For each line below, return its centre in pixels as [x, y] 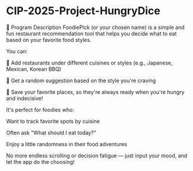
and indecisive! [25, 98]
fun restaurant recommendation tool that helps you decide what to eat [91, 33]
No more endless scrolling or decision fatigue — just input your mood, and [97, 156]
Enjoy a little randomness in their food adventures [67, 144]
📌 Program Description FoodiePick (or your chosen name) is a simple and [95, 27]
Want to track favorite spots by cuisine [53, 121]
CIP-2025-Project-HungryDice [83, 11]
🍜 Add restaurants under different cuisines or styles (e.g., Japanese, [89, 63]
